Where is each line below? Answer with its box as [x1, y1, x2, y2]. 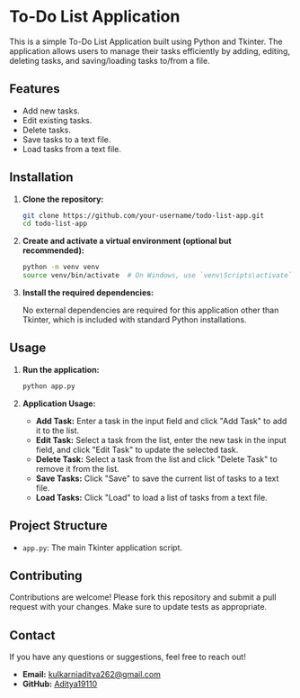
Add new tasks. [22, 105, 81, 116]
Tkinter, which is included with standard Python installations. [22, 314, 247, 325]
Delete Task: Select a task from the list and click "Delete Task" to [35, 453, 278, 465]
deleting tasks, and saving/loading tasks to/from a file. [9, 55, 210, 66]
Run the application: [22, 364, 101, 375]
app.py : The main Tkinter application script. [22, 542, 182, 553]
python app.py [22, 381, 75, 391]
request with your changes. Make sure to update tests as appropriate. [9, 602, 268, 612]
